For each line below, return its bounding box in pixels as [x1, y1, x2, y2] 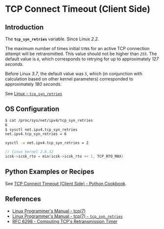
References [5, 195, 41, 203]
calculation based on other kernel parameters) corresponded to [5, 76, 134, 82]
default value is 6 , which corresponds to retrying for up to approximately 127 [5, 56, 159, 62]
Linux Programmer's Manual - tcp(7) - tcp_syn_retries [12, 213, 123, 219]
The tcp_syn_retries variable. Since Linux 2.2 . [5, 36, 99, 42]
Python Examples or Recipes [5, 168, 94, 176]
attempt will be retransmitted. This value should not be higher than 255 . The [5, 51, 157, 57]
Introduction [5, 23, 44, 31]
